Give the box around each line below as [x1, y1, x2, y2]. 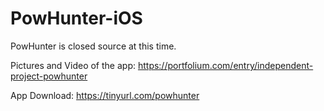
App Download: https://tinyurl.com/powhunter [10, 89, 200, 101]
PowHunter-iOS [10, 7, 143, 30]
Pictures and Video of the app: [10, 59, 136, 71]
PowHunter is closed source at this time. [10, 40, 177, 52]
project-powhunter [10, 70, 88, 82]
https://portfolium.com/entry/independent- [137, 59, 314, 71]
